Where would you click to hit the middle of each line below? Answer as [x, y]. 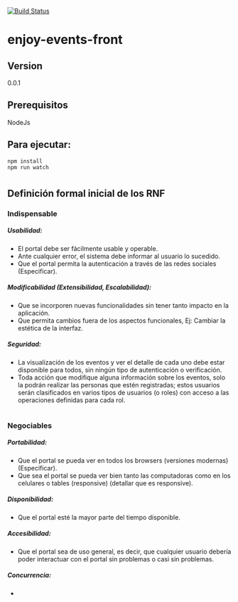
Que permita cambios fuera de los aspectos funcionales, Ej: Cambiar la [121, 321]
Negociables [29, 425]
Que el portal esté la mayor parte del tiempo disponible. [99, 517]
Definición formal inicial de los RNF [86, 193]
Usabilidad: [25, 230]
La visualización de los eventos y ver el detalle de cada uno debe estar [121, 362]
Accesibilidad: [29, 534]
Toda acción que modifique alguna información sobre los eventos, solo [121, 377]
